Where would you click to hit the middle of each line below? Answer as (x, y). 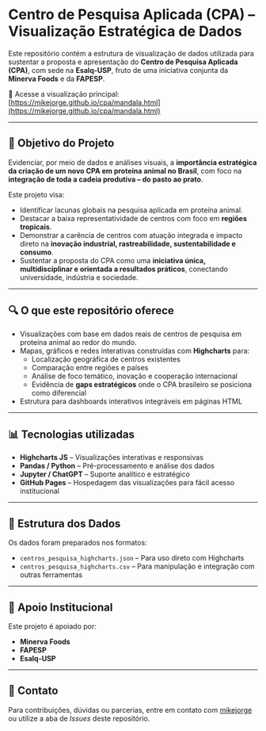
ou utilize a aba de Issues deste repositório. (79, 718)
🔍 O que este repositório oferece (91, 311)
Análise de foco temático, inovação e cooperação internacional (134, 376)
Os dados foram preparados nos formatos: (78, 543)
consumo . (36, 252)
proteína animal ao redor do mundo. (78, 342)
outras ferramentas (51, 575)
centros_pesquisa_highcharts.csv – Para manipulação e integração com (137, 566)
